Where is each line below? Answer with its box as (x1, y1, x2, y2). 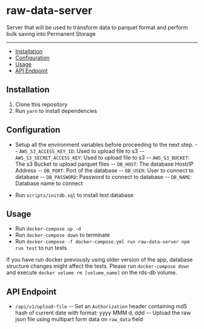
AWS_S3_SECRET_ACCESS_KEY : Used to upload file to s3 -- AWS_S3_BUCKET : (15, 154, 190, 161)
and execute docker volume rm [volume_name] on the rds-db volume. (6, 269, 177, 276)
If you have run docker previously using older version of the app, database (6, 256, 193, 263)
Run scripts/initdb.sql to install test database (15, 191, 134, 198)
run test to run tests (15, 244, 67, 252)
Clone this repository (15, 101, 68, 108)
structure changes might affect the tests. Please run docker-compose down (6, 262, 189, 270)
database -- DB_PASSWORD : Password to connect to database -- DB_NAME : (15, 173, 192, 180)
